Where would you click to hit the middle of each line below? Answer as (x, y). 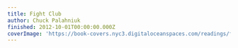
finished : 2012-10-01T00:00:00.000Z (61, 27)
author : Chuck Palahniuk (44, 20)
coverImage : (25, 34)
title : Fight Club (34, 14)
